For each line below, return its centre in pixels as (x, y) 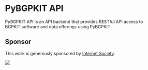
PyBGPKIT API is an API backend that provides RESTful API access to (74, 22)
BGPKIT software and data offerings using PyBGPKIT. (58, 26)
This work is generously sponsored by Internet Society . (60, 53)
